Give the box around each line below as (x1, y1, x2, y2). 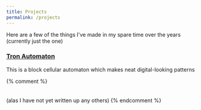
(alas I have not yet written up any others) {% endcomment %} (6, 97, 161, 104)
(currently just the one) (6, 37, 63, 44)
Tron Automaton (6, 52, 55, 61)
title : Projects (6, 8, 47, 15)
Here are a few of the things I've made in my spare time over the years (6, 31, 181, 38)
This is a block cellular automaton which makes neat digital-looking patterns (6, 66, 195, 73)
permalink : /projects (6, 14, 61, 20)
